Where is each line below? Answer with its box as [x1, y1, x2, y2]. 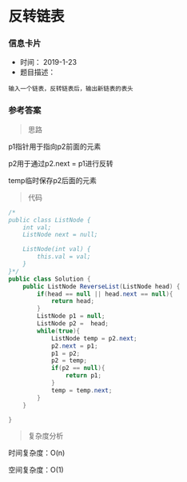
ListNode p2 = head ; [37, 320, 109, 328]
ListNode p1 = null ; [37, 313, 105, 321]
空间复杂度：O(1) [8, 465, 64, 475]
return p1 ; [65, 372, 102, 380]
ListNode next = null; [22, 231, 98, 239]
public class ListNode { [8, 216, 91, 224]
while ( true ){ [37, 327, 81, 335]
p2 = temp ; [50, 357, 88, 364]
